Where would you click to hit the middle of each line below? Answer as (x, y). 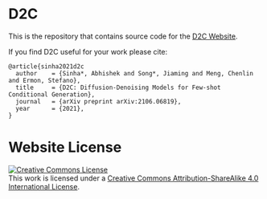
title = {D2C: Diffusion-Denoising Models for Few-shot (118, 87)
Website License (65, 147)
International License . (44, 186)
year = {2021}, (50, 108)
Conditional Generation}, (51, 94)
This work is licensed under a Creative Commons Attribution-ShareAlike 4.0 (133, 178)
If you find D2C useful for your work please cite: (88, 51)
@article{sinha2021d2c (46, 66)
